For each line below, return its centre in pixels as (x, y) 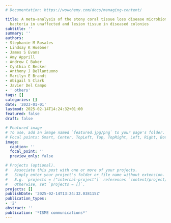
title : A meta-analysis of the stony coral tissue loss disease (75, 19)
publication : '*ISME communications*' (46, 213)
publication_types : (26, 199)
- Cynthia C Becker (26, 67)
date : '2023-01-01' (26, 104)
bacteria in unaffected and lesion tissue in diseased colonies (79, 24)
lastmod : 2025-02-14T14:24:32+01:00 (44, 109)
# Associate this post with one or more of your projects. (72, 170)
